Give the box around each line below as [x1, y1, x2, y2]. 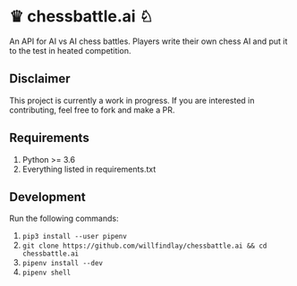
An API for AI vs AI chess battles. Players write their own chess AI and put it [9, 36, 288, 46]
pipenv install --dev [21, 259, 103, 268]
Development [9, 189, 87, 205]
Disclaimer [9, 71, 71, 87]
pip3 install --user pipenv [21, 232, 127, 241]
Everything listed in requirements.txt [21, 164, 157, 174]
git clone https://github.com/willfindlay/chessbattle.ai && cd [21, 241, 267, 251]
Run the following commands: [9, 213, 119, 224]
